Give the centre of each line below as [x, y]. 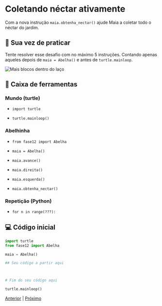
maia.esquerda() [28, 179]
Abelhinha [17, 131]
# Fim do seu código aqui [31, 280]
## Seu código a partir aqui [34, 263]
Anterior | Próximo [23, 298]
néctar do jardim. [22, 27]
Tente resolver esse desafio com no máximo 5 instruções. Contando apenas [81, 54]
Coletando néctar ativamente [65, 9]
